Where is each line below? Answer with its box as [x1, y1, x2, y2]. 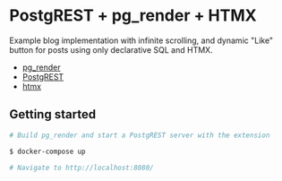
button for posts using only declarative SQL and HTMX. [9, 44, 213, 55]
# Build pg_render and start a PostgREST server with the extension [9, 131, 270, 140]
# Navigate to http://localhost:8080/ [9, 163, 154, 172]
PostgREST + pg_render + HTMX [9, 5, 257, 26]
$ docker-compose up [9, 147, 87, 156]
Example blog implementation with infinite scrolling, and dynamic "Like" [9, 35, 274, 46]
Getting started [9, 107, 97, 122]
